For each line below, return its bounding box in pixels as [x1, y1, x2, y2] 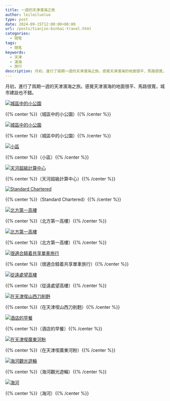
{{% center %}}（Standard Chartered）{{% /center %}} [5, 196, 121, 202]
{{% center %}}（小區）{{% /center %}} [5, 154, 90, 160]
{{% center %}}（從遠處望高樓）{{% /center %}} [5, 282, 107, 288]
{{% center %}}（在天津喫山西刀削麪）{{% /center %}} [5, 304, 120, 310]
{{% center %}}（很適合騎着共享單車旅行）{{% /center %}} [5, 261, 129, 267]
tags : [5, 41, 17, 46]
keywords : [5, 50, 26, 55]
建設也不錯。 [9, 90, 36, 95]
